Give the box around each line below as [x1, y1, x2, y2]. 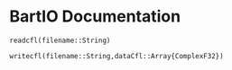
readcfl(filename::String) [9, 36, 111, 45]
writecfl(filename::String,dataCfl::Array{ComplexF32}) [9, 51, 224, 60]
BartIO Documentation [9, 6, 181, 27]
